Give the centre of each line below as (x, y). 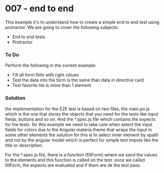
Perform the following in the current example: (51, 65)
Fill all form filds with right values (46, 75)
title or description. (24, 145)
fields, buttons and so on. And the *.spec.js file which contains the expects (80, 119)
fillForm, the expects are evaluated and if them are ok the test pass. (73, 165)
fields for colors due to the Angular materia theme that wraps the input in (79, 129)
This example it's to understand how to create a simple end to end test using (82, 22)
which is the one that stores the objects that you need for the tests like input (82, 114)
